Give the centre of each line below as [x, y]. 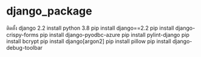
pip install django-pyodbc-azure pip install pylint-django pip [114, 35]
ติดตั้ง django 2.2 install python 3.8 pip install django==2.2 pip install [90, 28]
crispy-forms [22, 35]
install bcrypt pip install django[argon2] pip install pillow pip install [89, 41]
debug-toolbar [25, 47]
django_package [49, 11]
